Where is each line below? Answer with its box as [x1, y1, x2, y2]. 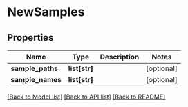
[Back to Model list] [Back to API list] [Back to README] [7, 93, 166, 101]
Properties [7, 32, 54, 43]
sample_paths [10, 64, 59, 73]
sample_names [10, 75, 62, 84]
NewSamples [7, 4, 85, 20]
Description [100, 52, 140, 61]
